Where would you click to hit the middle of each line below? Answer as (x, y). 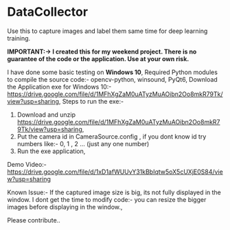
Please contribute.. (34, 220)
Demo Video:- (27, 164)
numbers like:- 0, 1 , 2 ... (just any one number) (83, 143)
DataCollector (47, 12)
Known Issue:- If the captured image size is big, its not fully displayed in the (114, 192)
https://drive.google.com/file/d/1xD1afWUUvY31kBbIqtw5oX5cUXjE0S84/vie (115, 172)
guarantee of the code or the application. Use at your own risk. (98, 58)
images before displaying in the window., (65, 207)
